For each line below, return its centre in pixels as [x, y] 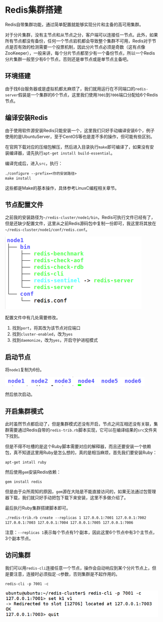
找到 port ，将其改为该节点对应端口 [46, 328]
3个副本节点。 [19, 538]
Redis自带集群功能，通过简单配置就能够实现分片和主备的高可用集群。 [74, 24]
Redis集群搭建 [33, 10]
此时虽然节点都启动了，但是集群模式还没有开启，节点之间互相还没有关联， [79, 424]
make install [18, 178]
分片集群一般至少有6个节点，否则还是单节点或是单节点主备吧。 [68, 59]
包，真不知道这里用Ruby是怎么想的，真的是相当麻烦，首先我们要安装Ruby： [81, 452]
